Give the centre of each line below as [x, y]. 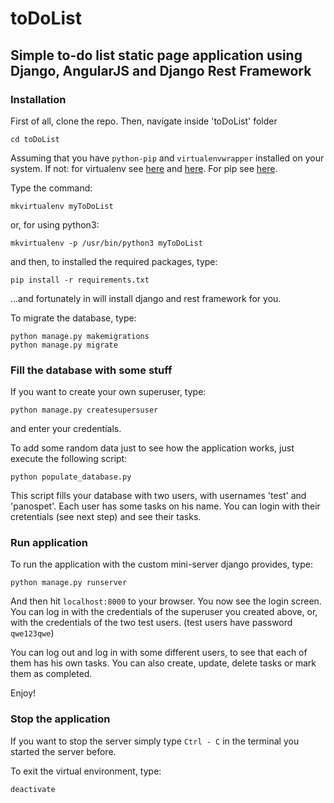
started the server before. [63, 751]
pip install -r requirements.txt [80, 280]
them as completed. [51, 674]
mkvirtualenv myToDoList [62, 206]
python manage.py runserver [69, 583]
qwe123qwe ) [32, 633]
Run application [49, 543]
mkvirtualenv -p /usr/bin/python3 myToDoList [106, 243]
